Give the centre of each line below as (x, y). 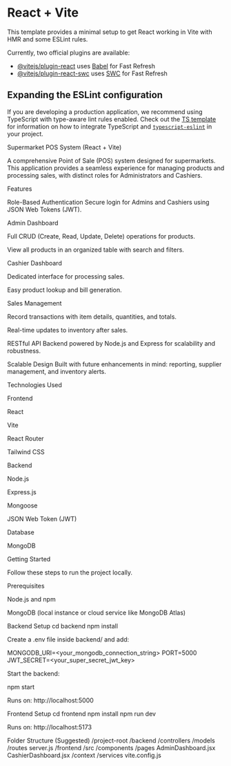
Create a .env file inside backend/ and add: (68, 639)
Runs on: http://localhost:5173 (49, 727)
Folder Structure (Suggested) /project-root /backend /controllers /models (111, 740)
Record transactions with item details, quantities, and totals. (92, 317)
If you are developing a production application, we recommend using (105, 111)
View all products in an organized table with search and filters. (96, 250)
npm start (21, 686)
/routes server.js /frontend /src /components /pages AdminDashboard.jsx (111, 747)
